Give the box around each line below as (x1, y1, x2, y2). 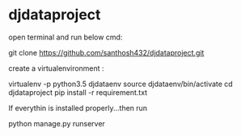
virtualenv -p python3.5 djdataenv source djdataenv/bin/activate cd (8, 79, 233, 89)
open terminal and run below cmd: (8, 32, 123, 42)
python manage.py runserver (8, 118, 105, 128)
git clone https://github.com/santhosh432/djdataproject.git (8, 47, 205, 57)
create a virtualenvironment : (8, 63, 104, 73)
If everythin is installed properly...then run (8, 103, 148, 113)
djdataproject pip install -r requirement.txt (8, 87, 148, 97)
